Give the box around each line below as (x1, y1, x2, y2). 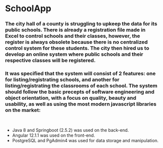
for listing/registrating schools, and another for (5, 76, 120, 83)
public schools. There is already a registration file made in (5, 26, 146, 33)
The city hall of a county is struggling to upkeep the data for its (5, 21, 158, 27)
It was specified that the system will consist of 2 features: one (5, 70, 156, 77)
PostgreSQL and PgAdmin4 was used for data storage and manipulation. (12, 138, 159, 144)
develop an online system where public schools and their (5, 51, 143, 58)
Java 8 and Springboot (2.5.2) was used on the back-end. (12, 127, 129, 133)
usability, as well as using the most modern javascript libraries (5, 101, 157, 107)
